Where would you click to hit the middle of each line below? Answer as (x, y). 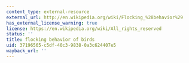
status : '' (20, 34)
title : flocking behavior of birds (51, 40)
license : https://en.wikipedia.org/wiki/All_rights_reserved (84, 28)
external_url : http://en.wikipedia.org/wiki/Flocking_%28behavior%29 (95, 17)
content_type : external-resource (48, 12)
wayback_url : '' (26, 51)
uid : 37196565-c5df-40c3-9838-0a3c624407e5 (61, 46)
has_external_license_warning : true (52, 23)
